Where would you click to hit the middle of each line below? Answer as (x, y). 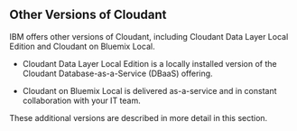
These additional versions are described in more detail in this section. (139, 117)
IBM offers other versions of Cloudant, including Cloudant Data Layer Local (149, 36)
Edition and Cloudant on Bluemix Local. (82, 46)
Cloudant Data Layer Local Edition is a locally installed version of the (149, 63)
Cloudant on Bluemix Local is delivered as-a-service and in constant (149, 90)
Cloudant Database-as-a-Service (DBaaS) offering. (118, 73)
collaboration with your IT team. (82, 100)
